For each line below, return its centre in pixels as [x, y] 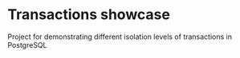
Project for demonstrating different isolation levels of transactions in [120, 37]
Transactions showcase [89, 15]
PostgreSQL [27, 44]
